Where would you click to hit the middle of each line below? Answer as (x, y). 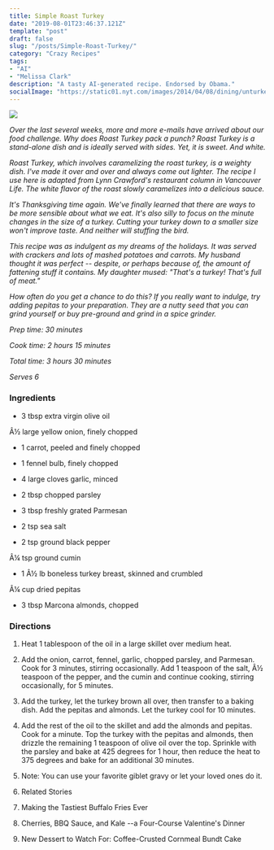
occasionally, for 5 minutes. (67, 685)
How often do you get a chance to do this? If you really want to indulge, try (135, 297)
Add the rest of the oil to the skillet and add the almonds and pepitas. (137, 726)
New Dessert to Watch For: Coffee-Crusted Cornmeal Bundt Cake (131, 839)
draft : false (31, 39)
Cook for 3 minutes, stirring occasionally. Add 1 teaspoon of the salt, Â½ (142, 668)
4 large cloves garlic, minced (70, 479)
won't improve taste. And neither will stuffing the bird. (99, 231)
